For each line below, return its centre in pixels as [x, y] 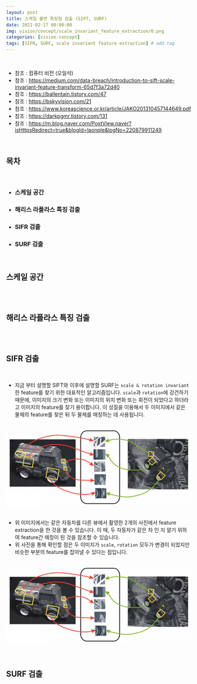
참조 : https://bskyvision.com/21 [53, 101]
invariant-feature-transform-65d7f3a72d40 [67, 87]
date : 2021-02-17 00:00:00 [39, 25]
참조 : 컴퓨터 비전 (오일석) [44, 73]
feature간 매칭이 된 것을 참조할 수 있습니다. [70, 538]
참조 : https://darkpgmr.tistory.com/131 [61, 116]
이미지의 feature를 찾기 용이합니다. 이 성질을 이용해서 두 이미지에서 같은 [103, 407]
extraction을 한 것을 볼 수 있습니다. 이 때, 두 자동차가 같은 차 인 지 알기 [95, 530]
